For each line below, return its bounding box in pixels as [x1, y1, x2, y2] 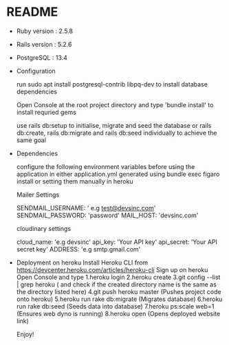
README [6, 4, 58, 20]
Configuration [16, 67, 56, 75]
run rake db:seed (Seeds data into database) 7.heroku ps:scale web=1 [16, 302, 215, 310]
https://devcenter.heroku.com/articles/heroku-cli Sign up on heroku [16, 265, 208, 274]
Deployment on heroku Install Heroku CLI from [16, 258, 149, 267]
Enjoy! [16, 330, 34, 338]
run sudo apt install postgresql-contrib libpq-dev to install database [16, 80, 208, 88]
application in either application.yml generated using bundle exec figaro [16, 170, 220, 178]
